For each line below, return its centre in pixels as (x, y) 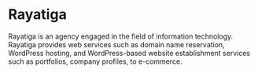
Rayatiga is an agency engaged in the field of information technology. (121, 36)
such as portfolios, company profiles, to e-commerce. (95, 61)
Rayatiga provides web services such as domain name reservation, (117, 44)
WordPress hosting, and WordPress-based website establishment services (129, 53)
